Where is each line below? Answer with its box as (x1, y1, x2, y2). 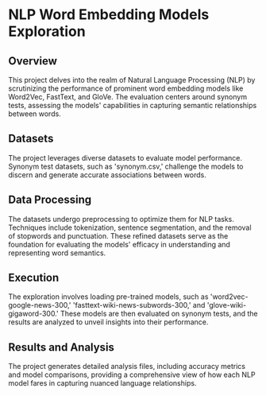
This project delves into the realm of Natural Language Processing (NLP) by (8, 76, 256, 84)
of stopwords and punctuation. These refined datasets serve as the (8, 231, 229, 240)
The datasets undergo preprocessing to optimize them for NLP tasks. (8, 214, 234, 223)
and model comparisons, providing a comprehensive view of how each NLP (8, 370, 256, 379)
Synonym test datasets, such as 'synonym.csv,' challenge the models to (8, 161, 244, 171)
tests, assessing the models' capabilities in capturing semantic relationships (8, 101, 257, 110)
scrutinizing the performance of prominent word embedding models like (8, 83, 244, 93)
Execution (8, 271, 60, 285)
